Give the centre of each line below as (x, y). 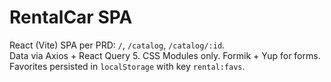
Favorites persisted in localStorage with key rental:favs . (127, 66)
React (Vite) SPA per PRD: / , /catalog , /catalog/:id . (117, 45)
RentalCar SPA (71, 17)
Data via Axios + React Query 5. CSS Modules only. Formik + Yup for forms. (165, 55)
